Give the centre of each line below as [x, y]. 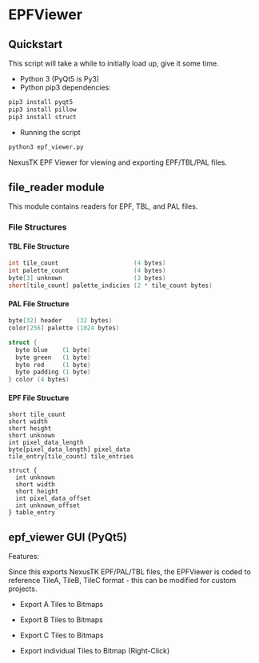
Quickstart [36, 44]
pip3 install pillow [43, 110]
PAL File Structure [39, 304]
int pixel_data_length [46, 443]
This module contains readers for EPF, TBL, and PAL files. [103, 206]
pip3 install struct [43, 117]
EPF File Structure [39, 397]
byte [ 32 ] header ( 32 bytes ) [60, 321]
